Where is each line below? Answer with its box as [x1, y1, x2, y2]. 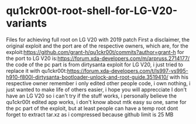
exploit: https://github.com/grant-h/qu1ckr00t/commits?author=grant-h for [6, 48, 184, 55]
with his [169, 73, 189, 81]
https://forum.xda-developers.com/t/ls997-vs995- [67, 67, 188, 74]
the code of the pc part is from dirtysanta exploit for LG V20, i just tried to [6, 61, 183, 68]
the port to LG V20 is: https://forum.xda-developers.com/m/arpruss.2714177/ [6, 55, 190, 62]
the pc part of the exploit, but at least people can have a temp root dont [6, 105, 178, 112]
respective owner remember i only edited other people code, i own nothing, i [6, 79, 191, 86]
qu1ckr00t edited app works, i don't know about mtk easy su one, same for [6, 98, 187, 105]
